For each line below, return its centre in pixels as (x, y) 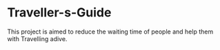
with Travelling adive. (37, 38)
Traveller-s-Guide (59, 13)
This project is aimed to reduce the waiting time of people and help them (110, 32)
